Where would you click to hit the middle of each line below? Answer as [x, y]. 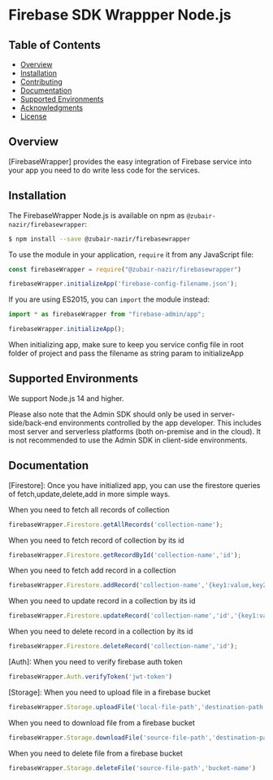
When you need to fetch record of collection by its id [96, 540]
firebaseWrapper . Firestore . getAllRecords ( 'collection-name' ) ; [116, 525]
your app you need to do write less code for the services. [104, 170]
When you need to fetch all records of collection [89, 509]
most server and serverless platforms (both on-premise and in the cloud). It [135, 431]
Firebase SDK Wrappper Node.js [120, 15]
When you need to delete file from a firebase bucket [95, 753]
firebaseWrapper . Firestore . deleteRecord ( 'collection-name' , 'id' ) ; [123, 647]
